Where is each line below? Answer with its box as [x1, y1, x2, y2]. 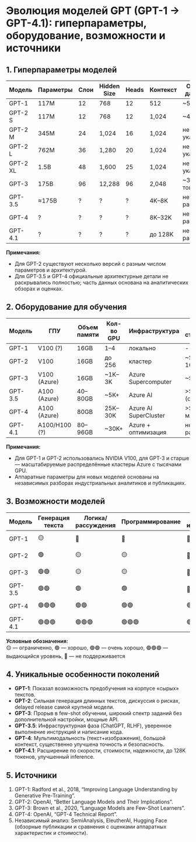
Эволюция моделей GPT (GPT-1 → [6, 4, 180, 18]
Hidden [99, 82, 120, 90]
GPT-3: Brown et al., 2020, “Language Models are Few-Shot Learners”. [14, 805, 185, 812]
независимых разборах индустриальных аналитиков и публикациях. [14, 479, 187, 487]
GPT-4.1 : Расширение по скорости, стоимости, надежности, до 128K [14, 747, 186, 754]
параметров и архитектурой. [14, 266, 87, 273]
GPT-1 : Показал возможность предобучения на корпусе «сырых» [14, 685, 179, 692]
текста [44, 521, 64, 529]
